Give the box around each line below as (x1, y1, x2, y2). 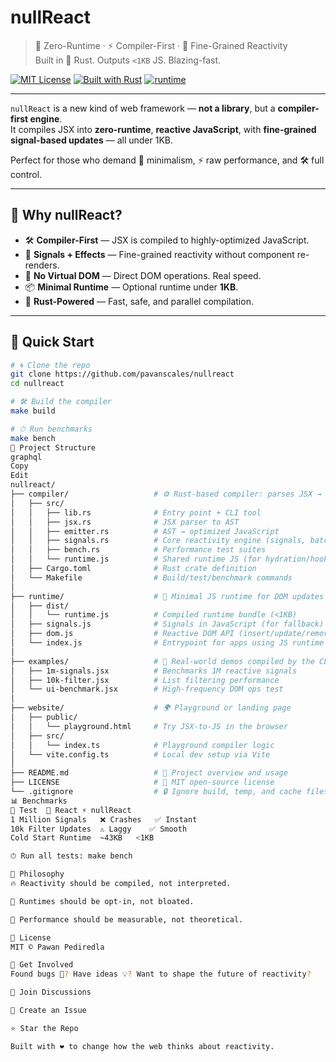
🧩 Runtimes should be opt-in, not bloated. (10, 896, 195, 906)
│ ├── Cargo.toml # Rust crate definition (10, 564, 257, 574)
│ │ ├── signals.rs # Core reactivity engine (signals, (10, 536, 307, 546)
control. (10, 168, 43, 180)
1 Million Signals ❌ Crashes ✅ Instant (10, 814, 198, 825)
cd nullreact (10, 379, 65, 389)
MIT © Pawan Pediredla (10, 942, 105, 952)
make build (10, 406, 56, 416)
